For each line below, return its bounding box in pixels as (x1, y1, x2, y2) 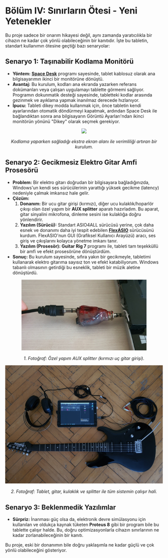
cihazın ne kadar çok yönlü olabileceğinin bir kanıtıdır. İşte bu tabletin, (5, 37, 148, 43)
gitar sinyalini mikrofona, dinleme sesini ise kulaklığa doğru (19, 211, 141, 217)
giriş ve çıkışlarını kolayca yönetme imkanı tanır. (19, 237, 118, 243)
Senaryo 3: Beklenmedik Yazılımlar (5, 503, 116, 511)
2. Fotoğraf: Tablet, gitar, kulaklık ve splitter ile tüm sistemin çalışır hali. (10, 488, 157, 494)
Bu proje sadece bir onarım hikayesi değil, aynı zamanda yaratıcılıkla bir (5, 32, 152, 38)
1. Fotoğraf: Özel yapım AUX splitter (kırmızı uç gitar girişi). (23, 355, 144, 361)
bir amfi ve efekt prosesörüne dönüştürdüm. (19, 248, 111, 254)
